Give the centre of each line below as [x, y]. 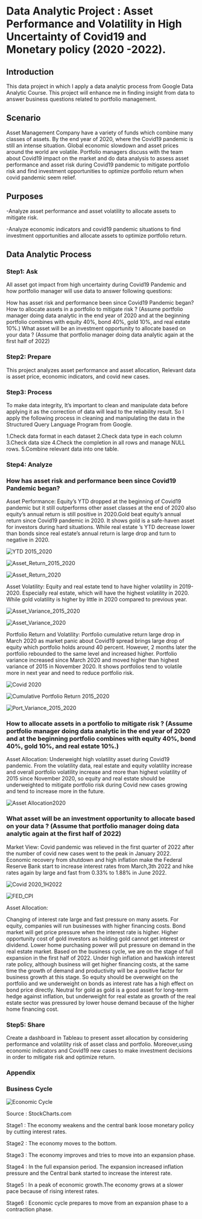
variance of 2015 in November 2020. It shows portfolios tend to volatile [94, 666]
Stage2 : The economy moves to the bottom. [62, 1144]
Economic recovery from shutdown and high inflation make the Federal [94, 860]
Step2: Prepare [29, 357]
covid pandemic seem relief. [41, 177]
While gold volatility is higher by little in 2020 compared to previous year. [97, 600]
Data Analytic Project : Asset [80, 11]
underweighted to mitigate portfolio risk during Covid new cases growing [97, 785]
